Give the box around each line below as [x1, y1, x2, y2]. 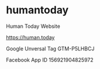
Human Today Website [6, 23, 60, 30]
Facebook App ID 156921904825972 [6, 56, 94, 63]
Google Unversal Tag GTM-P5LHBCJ [6, 45, 95, 52]
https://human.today [6, 34, 55, 41]
